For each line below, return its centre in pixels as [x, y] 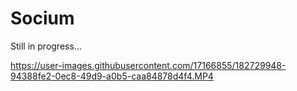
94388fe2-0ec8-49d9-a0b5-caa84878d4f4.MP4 [112, 76]
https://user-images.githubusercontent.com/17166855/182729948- [148, 65]
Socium [42, 18]
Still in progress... [46, 46]
